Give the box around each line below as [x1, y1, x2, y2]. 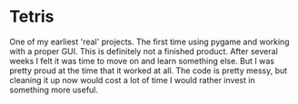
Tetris [9, 6, 55, 27]
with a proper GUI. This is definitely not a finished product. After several [9, 45, 279, 56]
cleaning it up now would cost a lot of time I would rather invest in [9, 74, 256, 85]
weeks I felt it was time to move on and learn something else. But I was [9, 55, 275, 66]
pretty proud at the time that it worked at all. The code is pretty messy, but [9, 65, 288, 76]
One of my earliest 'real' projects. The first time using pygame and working [9, 36, 290, 47]
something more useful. [9, 84, 98, 95]
